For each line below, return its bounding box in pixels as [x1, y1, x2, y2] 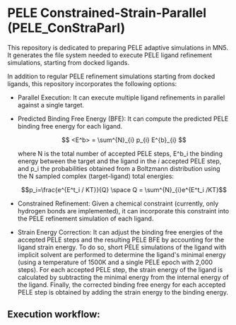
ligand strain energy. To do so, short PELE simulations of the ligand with [17, 242, 227, 252]
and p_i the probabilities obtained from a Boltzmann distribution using [17, 164, 220, 172]
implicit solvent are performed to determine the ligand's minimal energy [17, 250, 226, 259]
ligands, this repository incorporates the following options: [7, 79, 177, 88]
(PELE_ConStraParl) [7, 20, 126, 36]
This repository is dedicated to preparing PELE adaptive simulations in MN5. [7, 43, 228, 52]
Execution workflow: [7, 309, 100, 321]
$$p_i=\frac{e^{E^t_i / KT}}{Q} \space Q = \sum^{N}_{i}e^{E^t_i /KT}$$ [20, 185, 228, 194]
